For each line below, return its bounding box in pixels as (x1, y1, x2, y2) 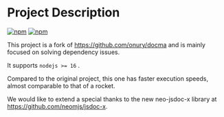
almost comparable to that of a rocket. (7, 81, 115, 90)
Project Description (7, 5, 120, 21)
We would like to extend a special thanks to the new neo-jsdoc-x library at (7, 94, 217, 103)
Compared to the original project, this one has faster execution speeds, (7, 74, 208, 83)
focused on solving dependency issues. (7, 48, 120, 56)
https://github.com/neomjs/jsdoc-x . (7, 102, 108, 110)
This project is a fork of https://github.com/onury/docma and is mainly (7, 40, 206, 49)
